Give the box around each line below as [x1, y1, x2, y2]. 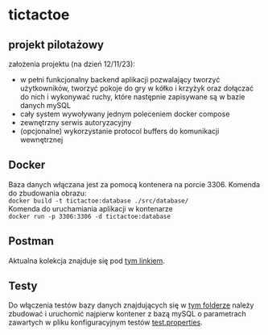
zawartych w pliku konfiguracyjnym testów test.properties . [8, 317, 203, 328]
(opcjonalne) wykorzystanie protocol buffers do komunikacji [19, 127, 220, 136]
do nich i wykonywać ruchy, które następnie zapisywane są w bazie [19, 92, 245, 102]
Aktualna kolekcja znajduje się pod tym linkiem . [8, 256, 165, 266]
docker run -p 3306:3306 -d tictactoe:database [8, 212, 171, 220]
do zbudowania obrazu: [8, 188, 87, 198]
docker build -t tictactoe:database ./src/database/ [8, 196, 189, 205]
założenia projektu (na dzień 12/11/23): [8, 59, 135, 69]
